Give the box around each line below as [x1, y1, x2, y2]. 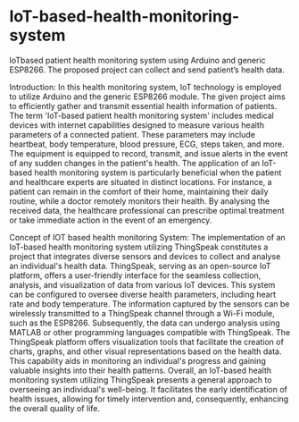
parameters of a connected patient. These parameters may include [9, 129, 256, 139]
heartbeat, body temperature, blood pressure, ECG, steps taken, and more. [9, 139, 286, 149]
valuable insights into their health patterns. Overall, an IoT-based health [9, 365, 272, 376]
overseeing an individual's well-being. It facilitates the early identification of [9, 384, 288, 394]
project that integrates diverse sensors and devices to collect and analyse [9, 250, 281, 261]
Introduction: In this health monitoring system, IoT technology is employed [9, 81, 282, 92]
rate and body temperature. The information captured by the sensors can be [9, 298, 290, 309]
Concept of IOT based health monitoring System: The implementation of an [9, 232, 286, 242]
